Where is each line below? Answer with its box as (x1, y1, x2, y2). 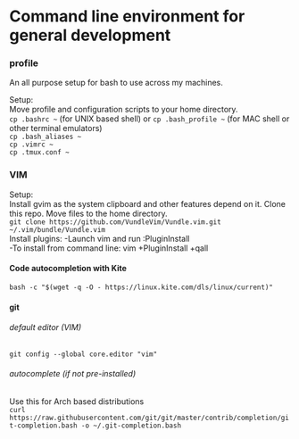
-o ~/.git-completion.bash (80, 421, 181, 430)
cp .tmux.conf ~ (9, 148, 70, 157)
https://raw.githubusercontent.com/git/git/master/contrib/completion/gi (9, 413, 290, 422)
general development (9, 25, 171, 46)
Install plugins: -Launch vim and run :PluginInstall (9, 233, 190, 244)
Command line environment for (9, 6, 245, 27)
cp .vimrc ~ (9, 140, 54, 149)
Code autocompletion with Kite (9, 263, 128, 274)
